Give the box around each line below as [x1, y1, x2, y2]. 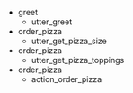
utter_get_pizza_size [31, 35, 108, 46]
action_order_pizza [31, 74, 102, 84]
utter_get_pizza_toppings [31, 55, 125, 65]
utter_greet [31, 16, 73, 27]
